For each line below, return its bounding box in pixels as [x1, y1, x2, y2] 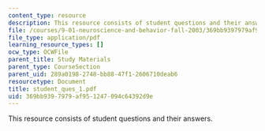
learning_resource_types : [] [8, 41, 104, 49]
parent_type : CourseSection [8, 63, 101, 71]
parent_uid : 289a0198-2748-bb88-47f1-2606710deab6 [8, 70, 178, 78]
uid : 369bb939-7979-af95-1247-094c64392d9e [8, 92, 154, 100]
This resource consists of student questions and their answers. [8, 114, 213, 123]
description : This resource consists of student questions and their [8, 19, 242, 27]
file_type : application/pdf [8, 33, 101, 42]
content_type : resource [8, 11, 87, 20]
